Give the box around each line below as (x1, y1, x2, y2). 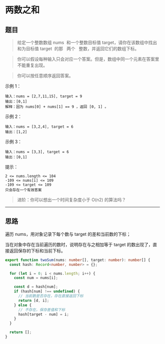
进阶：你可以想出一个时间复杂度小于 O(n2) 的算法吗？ (17, 197, 126, 202)
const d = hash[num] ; (14, 285, 58, 289)
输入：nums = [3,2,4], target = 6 (5, 124, 74, 129)
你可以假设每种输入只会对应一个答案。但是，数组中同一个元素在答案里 (17, 56, 160, 62)
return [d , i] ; (18, 298, 50, 303)
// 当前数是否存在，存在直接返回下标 (18, 293, 83, 299)
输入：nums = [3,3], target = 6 (5, 149, 69, 154)
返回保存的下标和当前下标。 (9, 248, 65, 254)
